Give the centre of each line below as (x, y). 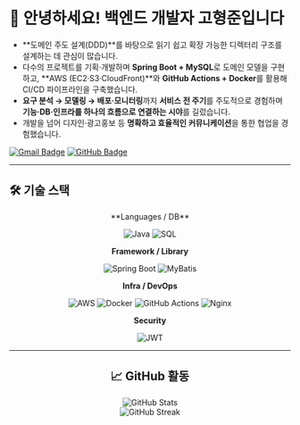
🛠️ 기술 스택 (39, 191)
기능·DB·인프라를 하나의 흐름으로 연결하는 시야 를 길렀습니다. (126, 112)
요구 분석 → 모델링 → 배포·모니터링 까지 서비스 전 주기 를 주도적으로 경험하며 (152, 100)
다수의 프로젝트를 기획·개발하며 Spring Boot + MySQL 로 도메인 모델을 (145, 67)
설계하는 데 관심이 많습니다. (70, 55)
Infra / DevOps (150, 286)
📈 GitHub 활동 (150, 376)
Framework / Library (150, 251)
